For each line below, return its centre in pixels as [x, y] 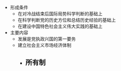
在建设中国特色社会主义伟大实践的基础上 [60, 26]
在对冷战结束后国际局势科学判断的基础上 [60, 14]
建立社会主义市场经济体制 [44, 45]
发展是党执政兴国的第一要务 [47, 39]
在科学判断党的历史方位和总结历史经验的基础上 [67, 20]
